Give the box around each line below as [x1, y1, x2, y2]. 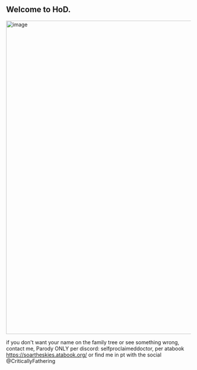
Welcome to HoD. [6, 5, 71, 15]
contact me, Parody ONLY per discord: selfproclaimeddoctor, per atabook [6, 345, 185, 352]
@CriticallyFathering [6, 357, 56, 364]
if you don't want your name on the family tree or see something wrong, [6, 338, 180, 345]
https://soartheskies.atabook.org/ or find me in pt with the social [6, 351, 162, 358]
